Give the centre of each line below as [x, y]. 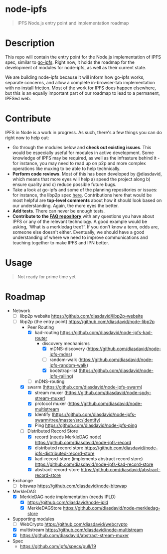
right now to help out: [27, 138]
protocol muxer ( [52, 404]
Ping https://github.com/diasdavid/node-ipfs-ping [86, 425]
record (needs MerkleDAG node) [68, 437]
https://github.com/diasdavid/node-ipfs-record [83, 442]
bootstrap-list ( [65, 370]
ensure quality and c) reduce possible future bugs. [64, 184]
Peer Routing [41, 327]
